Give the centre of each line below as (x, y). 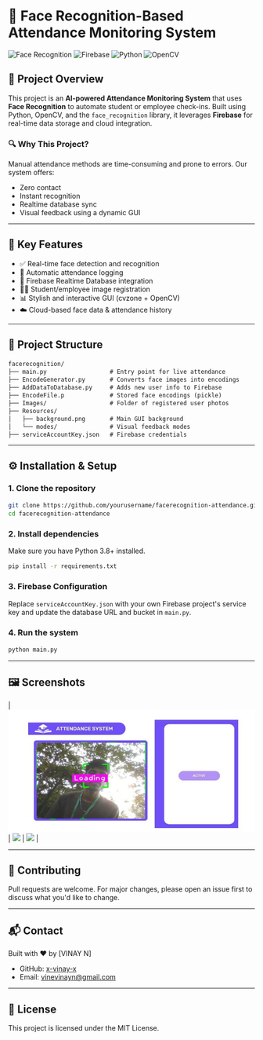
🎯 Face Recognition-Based (96, 16)
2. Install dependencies (54, 534)
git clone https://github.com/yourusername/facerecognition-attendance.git (134, 506)
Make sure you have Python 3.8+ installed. (77, 551)
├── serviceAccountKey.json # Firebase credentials (98, 434)
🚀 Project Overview (56, 79)
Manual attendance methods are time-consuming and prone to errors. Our (128, 164)
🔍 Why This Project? (49, 144)
